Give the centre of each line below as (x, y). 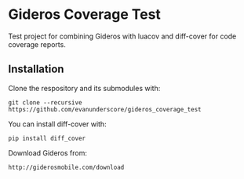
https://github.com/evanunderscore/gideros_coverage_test (105, 109)
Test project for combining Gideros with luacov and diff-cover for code (122, 36)
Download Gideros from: (48, 153)
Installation (36, 69)
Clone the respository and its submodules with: (84, 88)
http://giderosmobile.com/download (66, 167)
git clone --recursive (45, 102)
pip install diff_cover (47, 138)
